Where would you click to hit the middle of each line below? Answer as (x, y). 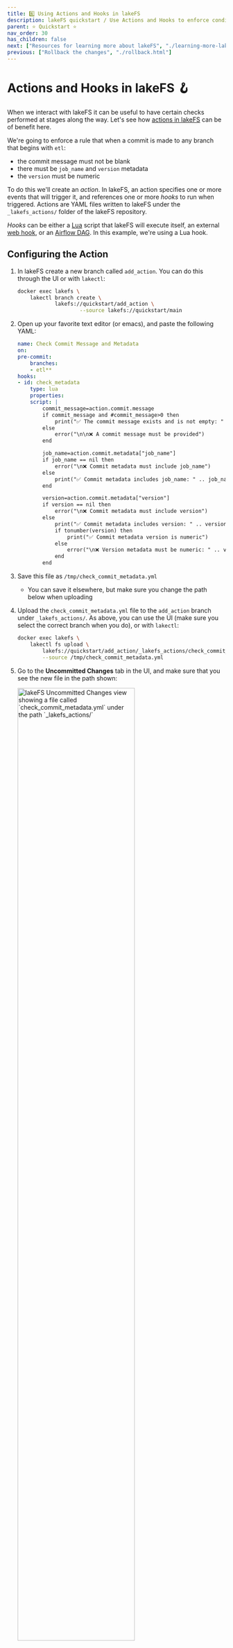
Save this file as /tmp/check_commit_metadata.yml (87, 576)
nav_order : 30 (28, 33)
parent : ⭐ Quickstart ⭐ (42, 26)
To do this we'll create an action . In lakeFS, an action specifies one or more (114, 189)
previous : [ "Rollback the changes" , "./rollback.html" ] (89, 53)
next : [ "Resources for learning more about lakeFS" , (85, 46)
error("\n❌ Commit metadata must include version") (131, 512)
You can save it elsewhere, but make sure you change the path (117, 589)
